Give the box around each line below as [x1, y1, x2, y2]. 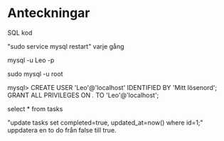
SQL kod [7, 28, 33, 37]
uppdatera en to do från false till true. [7, 125, 117, 134]
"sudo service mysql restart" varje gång [7, 42, 124, 50]
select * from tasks [7, 104, 63, 113]
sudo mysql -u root [7, 69, 63, 78]
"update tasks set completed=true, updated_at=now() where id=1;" [7, 118, 204, 127]
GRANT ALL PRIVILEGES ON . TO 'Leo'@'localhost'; [7, 91, 159, 99]
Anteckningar [7, 5, 90, 21]
